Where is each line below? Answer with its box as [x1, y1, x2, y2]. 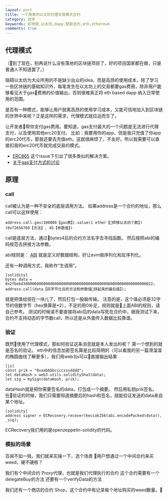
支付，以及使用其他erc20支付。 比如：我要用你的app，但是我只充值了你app [5, 130, 161, 136]
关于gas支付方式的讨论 [12, 159, 60, 165]
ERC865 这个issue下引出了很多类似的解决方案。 [12, 153, 111, 159]
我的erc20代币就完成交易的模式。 [13, 142, 83, 148]
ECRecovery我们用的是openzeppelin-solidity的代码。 [5, 427, 115, 433]
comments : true [5, 26, 37, 31]
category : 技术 [5, 17, 35, 22]
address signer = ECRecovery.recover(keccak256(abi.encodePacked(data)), [5, 413, 162, 418]
